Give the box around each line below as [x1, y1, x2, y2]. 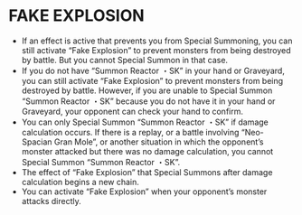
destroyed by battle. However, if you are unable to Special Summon [21, 85, 273, 96]
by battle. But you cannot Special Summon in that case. [21, 54, 228, 65]
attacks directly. [21, 195, 82, 206]
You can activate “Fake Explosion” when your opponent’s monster [21, 186, 268, 197]
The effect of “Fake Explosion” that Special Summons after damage [21, 166, 273, 177]
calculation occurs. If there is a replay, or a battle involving [21, 126, 240, 137]
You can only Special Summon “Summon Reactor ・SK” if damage [21, 117, 269, 127]
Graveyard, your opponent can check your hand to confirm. [21, 106, 243, 117]
